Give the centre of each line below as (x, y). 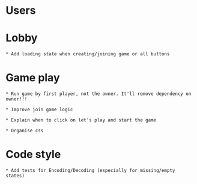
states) (15, 176)
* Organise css (25, 131)
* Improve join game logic (39, 110)
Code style (33, 155)
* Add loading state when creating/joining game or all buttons (88, 54)
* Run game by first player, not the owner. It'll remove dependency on (98, 94)
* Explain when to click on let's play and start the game (81, 120)
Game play (33, 78)
